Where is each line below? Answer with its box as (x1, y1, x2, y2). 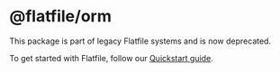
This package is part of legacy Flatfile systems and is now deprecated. (9, 36, 272, 46)
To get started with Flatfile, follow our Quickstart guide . (9, 52, 213, 63)
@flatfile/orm (9, 6, 113, 27)
